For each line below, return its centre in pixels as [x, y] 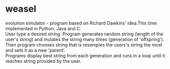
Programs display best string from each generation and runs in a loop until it [85, 55]
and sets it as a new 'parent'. [35, 50]
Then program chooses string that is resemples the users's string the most [84, 44]
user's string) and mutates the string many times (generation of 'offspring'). [85, 39]
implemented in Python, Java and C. [43, 28]
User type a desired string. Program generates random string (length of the [84, 34]
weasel [21, 9]
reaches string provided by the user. [43, 61]
